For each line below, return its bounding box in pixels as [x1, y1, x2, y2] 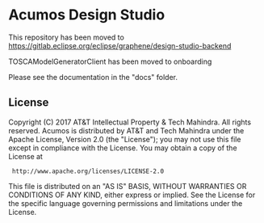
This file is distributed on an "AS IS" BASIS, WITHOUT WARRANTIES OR [8, 181, 247, 191]
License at [8, 151, 43, 161]
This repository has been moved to [8, 32, 125, 42]
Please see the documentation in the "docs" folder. [8, 72, 178, 82]
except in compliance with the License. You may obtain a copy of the [8, 143, 237, 153]
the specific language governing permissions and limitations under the [8, 198, 243, 208]
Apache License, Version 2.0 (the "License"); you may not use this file [8, 134, 241, 144]
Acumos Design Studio [8, 6, 166, 24]
